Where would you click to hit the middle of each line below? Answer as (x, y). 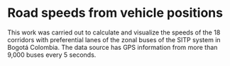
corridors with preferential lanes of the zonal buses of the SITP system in (114, 39)
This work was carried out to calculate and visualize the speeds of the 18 (114, 32)
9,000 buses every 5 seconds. (52, 55)
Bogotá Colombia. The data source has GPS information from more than (113, 47)
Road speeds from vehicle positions (115, 13)
